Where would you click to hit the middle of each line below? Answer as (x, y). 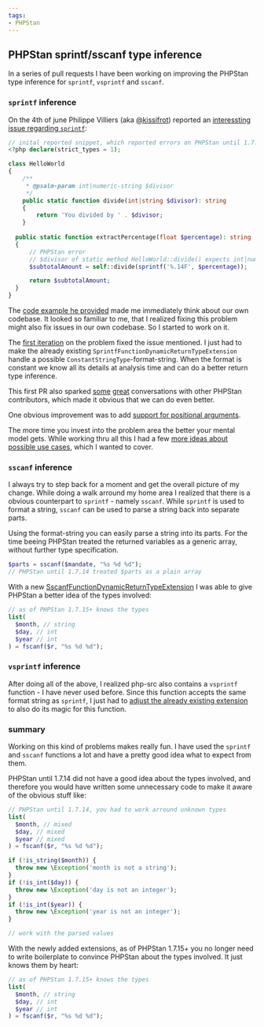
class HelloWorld (37, 164)
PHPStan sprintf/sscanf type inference (105, 55)
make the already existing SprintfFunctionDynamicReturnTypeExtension (123, 351)
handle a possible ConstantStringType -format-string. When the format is (125, 359)
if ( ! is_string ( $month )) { (52, 861)
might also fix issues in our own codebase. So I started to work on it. (119, 327)
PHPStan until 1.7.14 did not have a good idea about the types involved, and (130, 778)
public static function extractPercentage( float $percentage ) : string (133, 237)
